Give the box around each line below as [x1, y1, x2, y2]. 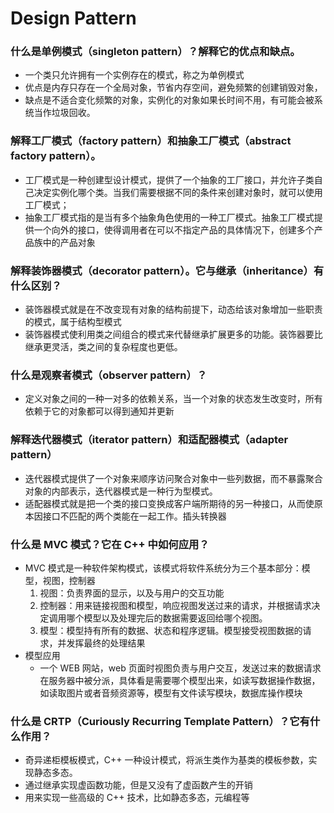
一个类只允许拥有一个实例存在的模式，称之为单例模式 [24, 69, 245, 81]
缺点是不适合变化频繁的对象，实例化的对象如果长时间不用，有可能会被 [24, 94, 315, 106]
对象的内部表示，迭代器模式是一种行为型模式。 [24, 485, 218, 497]
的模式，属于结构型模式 [24, 316, 122, 328]
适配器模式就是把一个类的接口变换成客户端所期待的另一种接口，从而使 [24, 497, 315, 509]
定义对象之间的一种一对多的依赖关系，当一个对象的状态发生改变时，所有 [24, 393, 323, 405]
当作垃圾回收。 [33, 107, 96, 119]
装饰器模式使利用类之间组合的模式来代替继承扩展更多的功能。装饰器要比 [24, 328, 323, 341]
